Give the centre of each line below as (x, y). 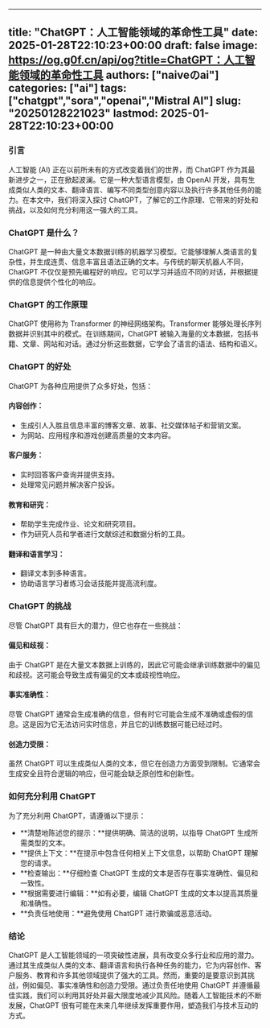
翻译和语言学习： (37, 554)
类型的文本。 (48, 843)
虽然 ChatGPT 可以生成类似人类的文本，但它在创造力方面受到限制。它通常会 (135, 764)
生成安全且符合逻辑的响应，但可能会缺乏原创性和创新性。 (103, 774)
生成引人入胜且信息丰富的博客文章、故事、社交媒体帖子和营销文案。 (133, 425)
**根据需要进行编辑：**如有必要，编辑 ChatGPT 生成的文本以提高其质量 (139, 893)
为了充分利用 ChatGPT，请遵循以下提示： (77, 815)
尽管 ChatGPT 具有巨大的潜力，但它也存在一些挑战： (96, 625)
